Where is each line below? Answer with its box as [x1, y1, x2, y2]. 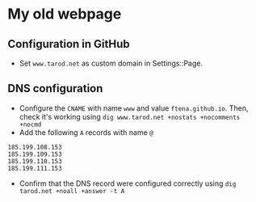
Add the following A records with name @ [19, 127, 154, 137]
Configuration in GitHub [7, 37, 130, 51]
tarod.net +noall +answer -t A [19, 187, 125, 195]
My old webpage [7, 5, 122, 23]
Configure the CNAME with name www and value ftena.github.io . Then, [19, 103, 249, 113]
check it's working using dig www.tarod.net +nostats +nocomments [19, 112, 241, 121]
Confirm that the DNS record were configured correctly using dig [19, 179, 237, 188]
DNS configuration [7, 82, 103, 95]
